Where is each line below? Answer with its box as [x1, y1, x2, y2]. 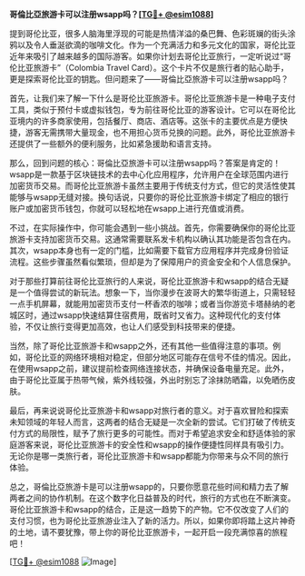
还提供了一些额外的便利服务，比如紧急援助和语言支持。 [9, 138, 216, 149]
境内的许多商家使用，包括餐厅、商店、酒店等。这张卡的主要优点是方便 [16, 115, 280, 126]
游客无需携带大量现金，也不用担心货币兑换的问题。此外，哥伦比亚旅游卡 [25, 127, 296, 137]
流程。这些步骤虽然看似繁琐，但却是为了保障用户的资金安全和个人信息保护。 [9, 256, 296, 267]
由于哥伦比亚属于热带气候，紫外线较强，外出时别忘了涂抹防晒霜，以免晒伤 [9, 374, 288, 385]
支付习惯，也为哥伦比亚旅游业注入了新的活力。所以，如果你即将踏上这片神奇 [9, 515, 296, 526]
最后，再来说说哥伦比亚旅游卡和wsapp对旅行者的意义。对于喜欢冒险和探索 [9, 405, 289, 416]
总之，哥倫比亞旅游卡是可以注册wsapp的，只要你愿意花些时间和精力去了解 [9, 482, 289, 492]
